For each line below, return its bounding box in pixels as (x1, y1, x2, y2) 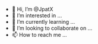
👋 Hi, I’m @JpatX (11, 6, 53, 12)
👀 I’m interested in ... (11, 12, 62, 19)
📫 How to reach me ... (11, 32, 67, 38)
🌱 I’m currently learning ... (11, 18, 75, 25)
